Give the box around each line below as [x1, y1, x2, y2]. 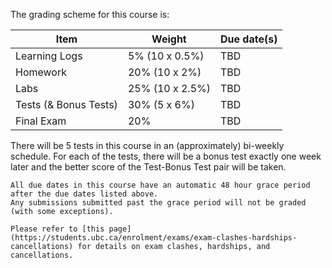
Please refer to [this [10, 224, 105, 234]
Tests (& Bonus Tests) [15, 98, 118, 111]
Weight [151, 32, 187, 46]
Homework [15, 65, 67, 79]
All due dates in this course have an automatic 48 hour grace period [10, 180, 311, 190]
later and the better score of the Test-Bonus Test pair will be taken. [10, 161, 287, 173]
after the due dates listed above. [10, 189, 159, 199]
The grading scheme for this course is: [10, 9, 170, 20]
